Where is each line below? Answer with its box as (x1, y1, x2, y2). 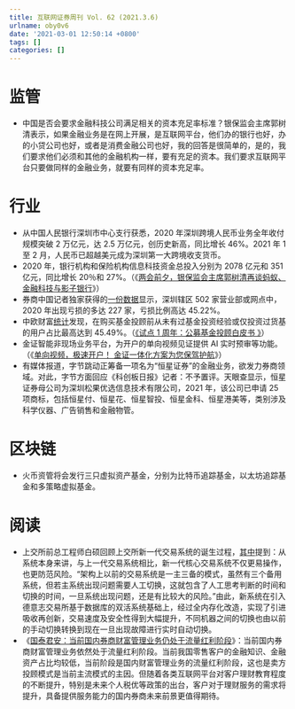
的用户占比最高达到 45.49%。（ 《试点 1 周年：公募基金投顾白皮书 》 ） (21, 327, 269, 338)
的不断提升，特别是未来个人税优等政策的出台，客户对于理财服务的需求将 (21, 679, 286, 690)
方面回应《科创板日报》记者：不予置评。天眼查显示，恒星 (76, 371, 286, 382)
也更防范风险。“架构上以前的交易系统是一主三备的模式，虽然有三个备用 (21, 568, 282, 579)
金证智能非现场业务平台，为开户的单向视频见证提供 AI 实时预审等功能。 (21, 339, 283, 348)
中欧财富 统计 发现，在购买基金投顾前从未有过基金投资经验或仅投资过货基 (21, 316, 286, 326)
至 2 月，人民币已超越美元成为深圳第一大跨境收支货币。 (21, 250, 226, 260)
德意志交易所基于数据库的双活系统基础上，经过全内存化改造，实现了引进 (21, 602, 286, 612)
